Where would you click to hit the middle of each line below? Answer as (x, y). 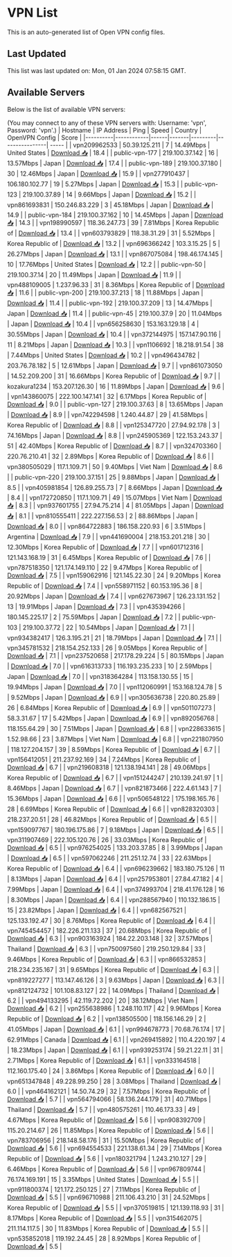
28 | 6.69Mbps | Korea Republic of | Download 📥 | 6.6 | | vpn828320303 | (113, 809)
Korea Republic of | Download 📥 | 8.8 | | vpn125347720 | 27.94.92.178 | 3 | (114, 425)
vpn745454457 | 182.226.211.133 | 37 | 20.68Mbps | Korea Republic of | (109, 930)
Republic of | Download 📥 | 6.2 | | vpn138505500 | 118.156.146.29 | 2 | (107, 1019)
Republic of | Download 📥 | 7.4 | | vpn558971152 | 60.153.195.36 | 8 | (105, 586)
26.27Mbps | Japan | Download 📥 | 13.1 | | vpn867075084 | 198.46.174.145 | (115, 254)
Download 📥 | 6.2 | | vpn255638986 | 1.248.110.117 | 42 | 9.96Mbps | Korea (114, 1008)
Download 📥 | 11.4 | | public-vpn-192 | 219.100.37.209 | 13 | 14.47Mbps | (110, 303)
